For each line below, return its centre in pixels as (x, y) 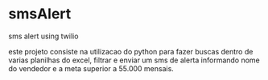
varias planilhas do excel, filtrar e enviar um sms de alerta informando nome (134, 60)
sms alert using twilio (43, 36)
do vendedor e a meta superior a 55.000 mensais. (91, 68)
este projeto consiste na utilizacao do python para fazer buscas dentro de (131, 51)
